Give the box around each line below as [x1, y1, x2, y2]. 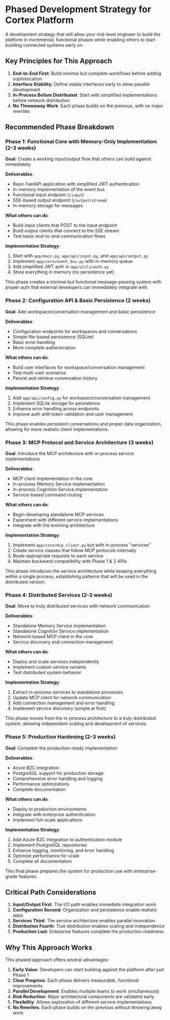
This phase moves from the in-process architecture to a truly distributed [5, 715, 156, 722]
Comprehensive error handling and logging [12, 775, 103, 782]
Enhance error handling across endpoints [12, 405, 99, 411]
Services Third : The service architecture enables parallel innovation [12, 918, 156, 924]
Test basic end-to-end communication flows [12, 233, 106, 239]
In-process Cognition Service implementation [12, 487, 108, 493]
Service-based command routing [12, 492, 82, 498]
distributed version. [5, 579, 46, 585]
